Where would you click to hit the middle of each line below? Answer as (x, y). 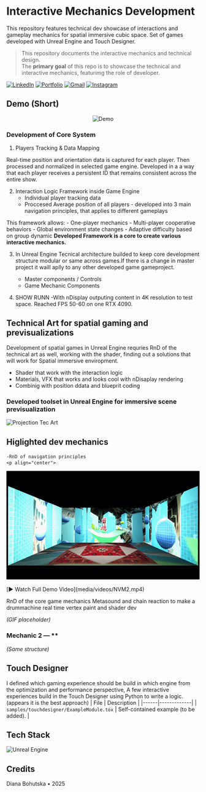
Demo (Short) (33, 104)
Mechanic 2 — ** (32, 636)
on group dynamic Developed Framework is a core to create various (94, 236)
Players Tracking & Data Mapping (57, 148)
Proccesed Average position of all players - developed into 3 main (108, 204)
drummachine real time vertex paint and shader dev (71, 608)
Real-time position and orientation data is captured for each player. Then (98, 160)
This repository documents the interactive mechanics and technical (106, 53)
